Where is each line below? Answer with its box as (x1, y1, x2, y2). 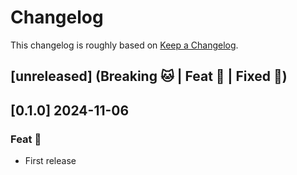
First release (24, 155, 77, 167)
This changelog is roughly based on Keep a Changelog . (10, 39, 239, 51)
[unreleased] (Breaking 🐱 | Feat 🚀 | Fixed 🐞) (10, 68, 288, 85)
